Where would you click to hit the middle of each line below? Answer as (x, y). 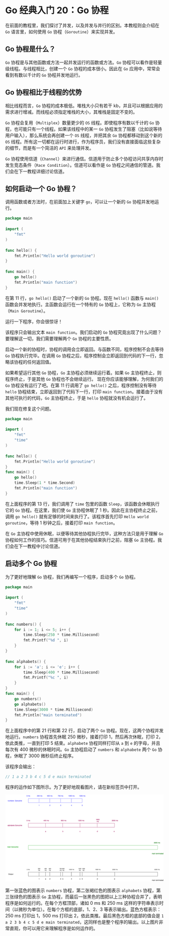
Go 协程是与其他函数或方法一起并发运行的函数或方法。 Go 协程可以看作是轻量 (84, 62)
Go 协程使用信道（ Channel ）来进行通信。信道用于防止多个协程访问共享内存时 (84, 159)
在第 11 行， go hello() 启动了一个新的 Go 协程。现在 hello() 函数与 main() (82, 298)
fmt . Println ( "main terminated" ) (48, 715)
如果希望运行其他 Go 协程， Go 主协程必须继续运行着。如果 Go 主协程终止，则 (83, 373)
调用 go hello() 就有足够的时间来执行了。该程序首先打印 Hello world (77, 516)
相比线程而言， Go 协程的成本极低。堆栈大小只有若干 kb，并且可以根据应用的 (84, 105)
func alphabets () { (26, 661)
